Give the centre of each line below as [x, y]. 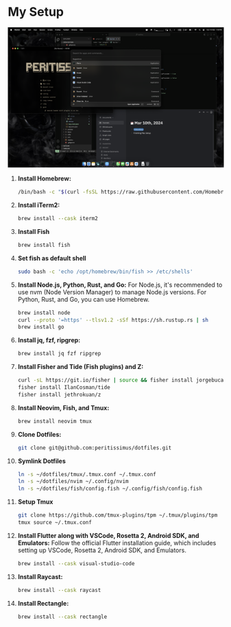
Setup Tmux [35, 502]
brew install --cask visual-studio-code [76, 563]
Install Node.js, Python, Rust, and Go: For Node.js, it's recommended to [120, 285]
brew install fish [44, 245]
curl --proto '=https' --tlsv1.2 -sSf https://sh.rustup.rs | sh [113, 320]
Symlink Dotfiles [41, 461]
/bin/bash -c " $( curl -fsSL [58, 192]
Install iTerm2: [39, 205]
